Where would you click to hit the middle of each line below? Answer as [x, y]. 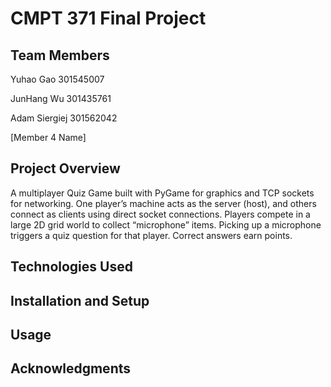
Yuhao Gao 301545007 [57, 79]
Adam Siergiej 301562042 [64, 118]
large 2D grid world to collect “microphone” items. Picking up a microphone [166, 224]
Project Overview [65, 168]
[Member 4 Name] [48, 137]
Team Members [60, 55]
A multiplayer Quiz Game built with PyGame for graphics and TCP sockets [162, 193]
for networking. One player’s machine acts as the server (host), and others [163, 203]
